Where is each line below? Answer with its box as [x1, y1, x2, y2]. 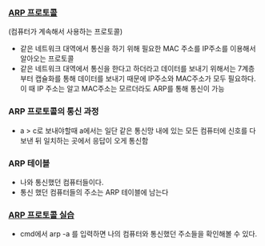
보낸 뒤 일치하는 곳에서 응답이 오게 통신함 [19, 135, 149, 145]
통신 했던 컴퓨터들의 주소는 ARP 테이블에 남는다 [19, 187, 169, 197]
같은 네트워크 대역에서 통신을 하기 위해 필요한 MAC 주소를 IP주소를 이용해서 [19, 44, 256, 54]
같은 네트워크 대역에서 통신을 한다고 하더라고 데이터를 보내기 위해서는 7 [19, 64, 243, 74]
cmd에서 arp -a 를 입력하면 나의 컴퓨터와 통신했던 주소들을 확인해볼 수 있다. [19, 229, 258, 239]
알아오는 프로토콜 [19, 54, 74, 63]
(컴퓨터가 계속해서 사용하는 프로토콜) [8, 26, 123, 37]
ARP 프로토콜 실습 [8, 209, 74, 220]
